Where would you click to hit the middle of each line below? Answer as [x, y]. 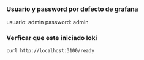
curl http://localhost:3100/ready [51, 50]
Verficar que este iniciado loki [52, 38]
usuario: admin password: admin [47, 22]
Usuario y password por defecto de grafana [72, 9]
